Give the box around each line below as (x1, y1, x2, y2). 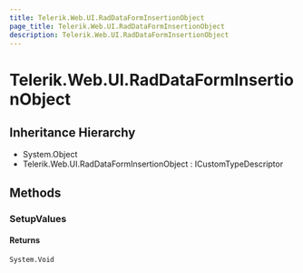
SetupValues (9, 212, 67, 225)
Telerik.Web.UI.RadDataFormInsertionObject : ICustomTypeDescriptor (22, 158, 284, 169)
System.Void (9, 255, 54, 264)
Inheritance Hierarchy (9, 125, 136, 140)
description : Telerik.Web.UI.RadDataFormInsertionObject (9, 30, 230, 39)
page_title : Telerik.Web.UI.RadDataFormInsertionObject (9, 22, 225, 31)
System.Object (22, 149, 78, 160)
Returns (9, 235, 41, 246)
